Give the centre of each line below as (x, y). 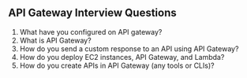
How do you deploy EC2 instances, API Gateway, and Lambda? (122, 57)
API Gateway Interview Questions (92, 13)
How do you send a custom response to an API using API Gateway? (129, 48)
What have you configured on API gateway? (91, 32)
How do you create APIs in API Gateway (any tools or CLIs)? (117, 65)
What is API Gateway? (56, 40)
